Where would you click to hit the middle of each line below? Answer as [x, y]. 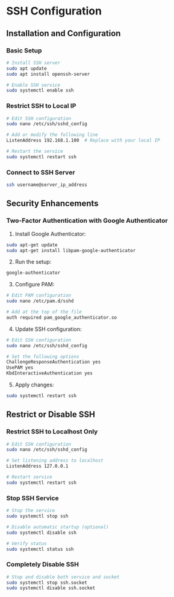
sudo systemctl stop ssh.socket [47, 583]
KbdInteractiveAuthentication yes [50, 373]
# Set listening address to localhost [55, 461]
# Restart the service [35, 152]
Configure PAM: [35, 285]
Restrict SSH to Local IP [41, 106]
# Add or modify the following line [52, 135]
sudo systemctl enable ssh [40, 91]
